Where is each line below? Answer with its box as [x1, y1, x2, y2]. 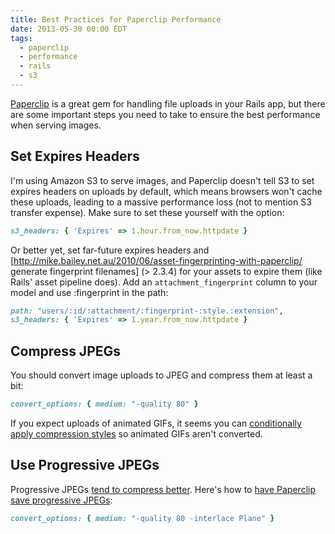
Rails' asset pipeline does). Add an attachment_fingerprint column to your [10, 276, 318, 288]
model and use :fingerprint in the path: [10, 286, 169, 298]
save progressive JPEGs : [10, 494, 113, 506]
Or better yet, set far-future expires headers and [10, 244, 210, 256]
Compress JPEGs [10, 342, 122, 360]
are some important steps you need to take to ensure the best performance [10, 108, 321, 120]
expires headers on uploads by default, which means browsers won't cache [10, 185, 323, 197]
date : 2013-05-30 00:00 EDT [10, 24, 128, 34]
